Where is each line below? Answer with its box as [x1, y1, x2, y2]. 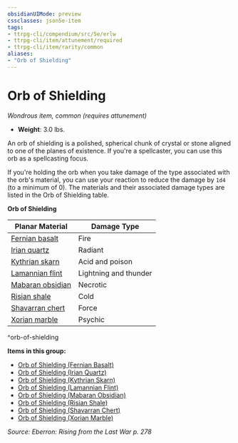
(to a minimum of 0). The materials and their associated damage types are [7, 183, 225, 191]
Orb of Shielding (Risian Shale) [17, 398, 108, 407]
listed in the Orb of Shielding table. [7, 190, 109, 199]
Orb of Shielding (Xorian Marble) [17, 413, 114, 422]
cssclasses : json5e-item [7, 17, 81, 24]
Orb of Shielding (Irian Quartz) [17, 368, 107, 377]
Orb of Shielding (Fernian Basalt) [17, 360, 114, 369]
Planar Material [14, 221, 68, 231]
